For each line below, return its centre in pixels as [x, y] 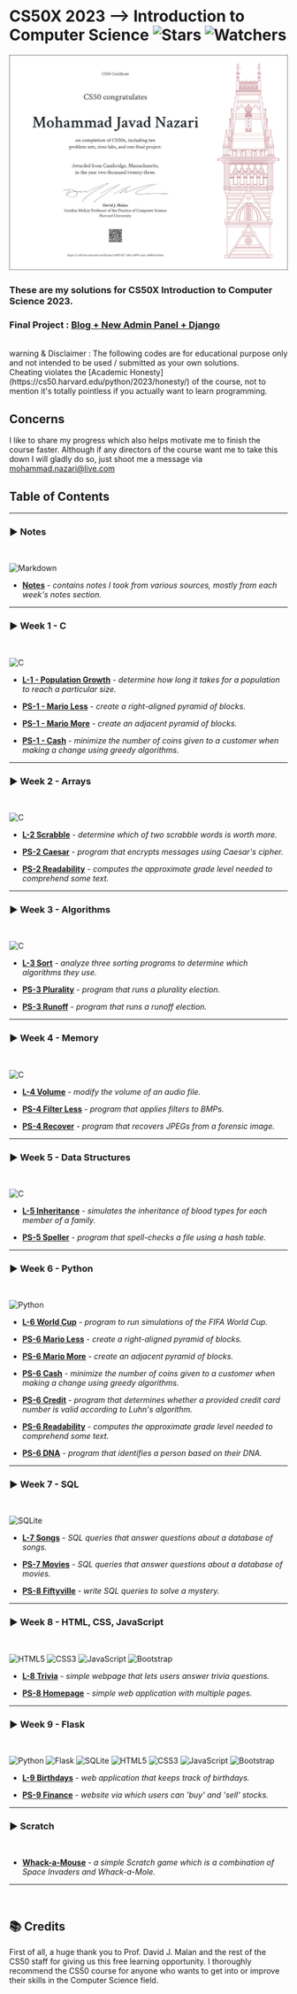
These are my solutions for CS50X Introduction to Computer [141, 290]
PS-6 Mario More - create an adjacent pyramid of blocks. [128, 1357]
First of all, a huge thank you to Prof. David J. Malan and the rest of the [138, 1952]
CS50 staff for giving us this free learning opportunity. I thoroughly [130, 1961]
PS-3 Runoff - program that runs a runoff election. [114, 1007]
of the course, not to [229, 381]
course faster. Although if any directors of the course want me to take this [144, 450]
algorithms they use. [59, 973]
